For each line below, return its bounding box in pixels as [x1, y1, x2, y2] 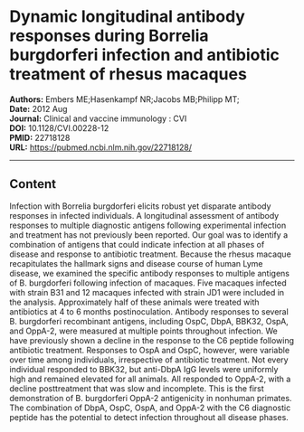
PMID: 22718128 [9, 132, 71, 143]
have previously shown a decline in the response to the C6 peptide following [9, 334, 295, 345]
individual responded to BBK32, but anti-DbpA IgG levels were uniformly [9, 363, 279, 374]
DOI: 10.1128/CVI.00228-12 [9, 122, 109, 133]
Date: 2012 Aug [9, 103, 68, 114]
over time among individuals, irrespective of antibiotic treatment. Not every [9, 354, 289, 365]
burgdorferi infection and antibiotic [9, 45, 280, 65]
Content [9, 176, 57, 192]
